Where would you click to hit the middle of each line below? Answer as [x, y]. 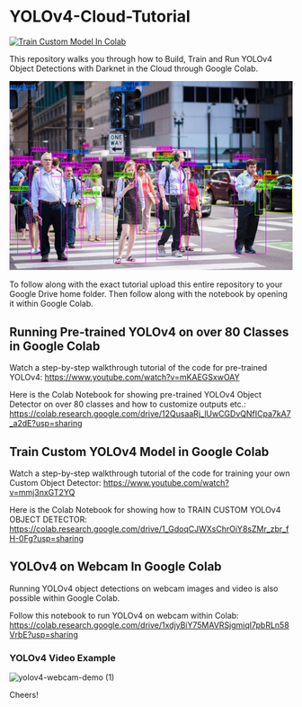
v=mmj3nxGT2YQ [42, 493]
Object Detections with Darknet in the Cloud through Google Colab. [134, 68]
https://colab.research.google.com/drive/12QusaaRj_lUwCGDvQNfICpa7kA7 [150, 414]
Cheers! [24, 695]
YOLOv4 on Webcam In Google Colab [115, 567]
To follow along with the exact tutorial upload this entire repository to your [146, 284]
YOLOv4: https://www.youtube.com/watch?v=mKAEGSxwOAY [124, 377]
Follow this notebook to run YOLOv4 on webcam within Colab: [124, 615]
